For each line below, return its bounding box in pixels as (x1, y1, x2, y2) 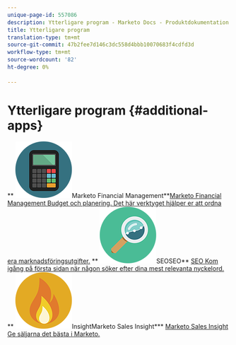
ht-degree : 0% (7, 64, 49, 71)
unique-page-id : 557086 (7, 11, 78, 18)
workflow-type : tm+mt (7, 49, 71, 56)
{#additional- (128, 103, 208, 118)
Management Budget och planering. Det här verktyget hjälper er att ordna (7, 199, 222, 207)
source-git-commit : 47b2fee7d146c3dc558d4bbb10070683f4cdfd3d (7, 41, 194, 49)
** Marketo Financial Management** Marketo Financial (7, 191, 222, 199)
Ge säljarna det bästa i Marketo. (7, 329, 100, 338)
